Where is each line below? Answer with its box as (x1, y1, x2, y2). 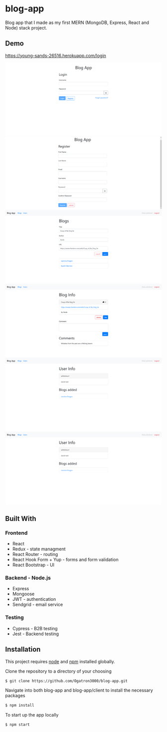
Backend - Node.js (5, 574, 51, 581)
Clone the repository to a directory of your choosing (5, 668, 112, 674)
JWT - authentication (12, 596, 56, 602)
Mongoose (12, 591, 35, 597)
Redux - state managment (12, 546, 66, 552)
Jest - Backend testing (12, 631, 59, 637)
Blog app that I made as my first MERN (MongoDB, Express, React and (5, 19, 149, 25)
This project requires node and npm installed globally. (5, 658, 115, 664)
